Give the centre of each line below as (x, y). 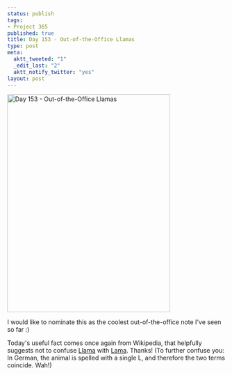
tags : (15, 20)
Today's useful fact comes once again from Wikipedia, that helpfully (105, 343)
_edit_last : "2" (37, 66)
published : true (31, 33)
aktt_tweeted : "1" (40, 59)
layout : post (26, 78)
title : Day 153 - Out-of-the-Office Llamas (71, 40)
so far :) (18, 330)
